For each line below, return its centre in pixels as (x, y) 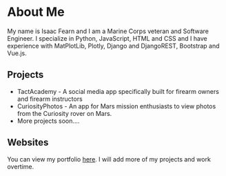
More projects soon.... (48, 121)
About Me (36, 12)
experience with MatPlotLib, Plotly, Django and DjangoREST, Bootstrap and (113, 46)
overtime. (21, 166)
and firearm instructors (50, 99)
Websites (28, 143)
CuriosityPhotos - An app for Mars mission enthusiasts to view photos (116, 106)
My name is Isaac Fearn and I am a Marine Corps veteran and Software (108, 31)
